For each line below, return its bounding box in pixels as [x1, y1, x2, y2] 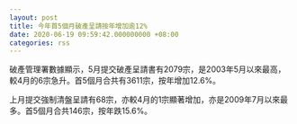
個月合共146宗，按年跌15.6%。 [37, 105, 153, 117]
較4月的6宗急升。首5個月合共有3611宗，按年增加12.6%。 [9, 75, 221, 86]
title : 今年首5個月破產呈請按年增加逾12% [9, 22, 148, 31]
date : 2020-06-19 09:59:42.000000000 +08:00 [9, 30, 179, 39]
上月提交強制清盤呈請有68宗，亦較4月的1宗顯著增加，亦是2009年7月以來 [9, 94, 281, 105]
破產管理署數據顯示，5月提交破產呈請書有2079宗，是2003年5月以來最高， [9, 64, 286, 75]
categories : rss [9, 38, 70, 48]
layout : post [9, 13, 58, 22]
